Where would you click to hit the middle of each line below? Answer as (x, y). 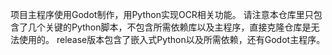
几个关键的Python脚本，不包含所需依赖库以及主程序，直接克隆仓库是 (169, 27)
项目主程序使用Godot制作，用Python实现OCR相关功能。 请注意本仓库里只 (162, 14)
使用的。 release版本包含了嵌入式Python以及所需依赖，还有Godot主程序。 (172, 39)
